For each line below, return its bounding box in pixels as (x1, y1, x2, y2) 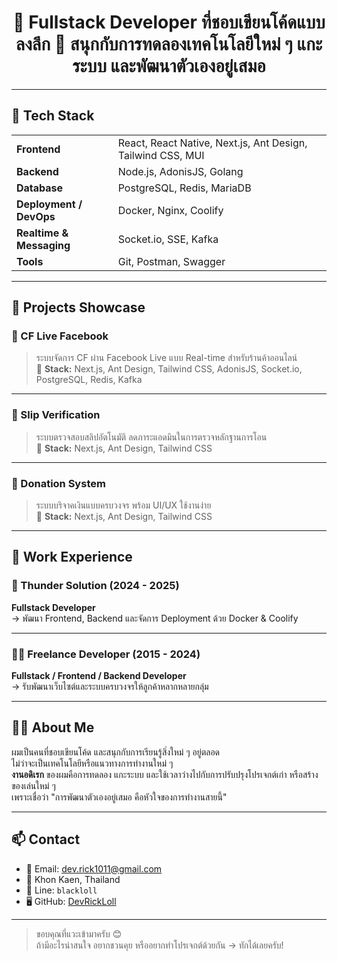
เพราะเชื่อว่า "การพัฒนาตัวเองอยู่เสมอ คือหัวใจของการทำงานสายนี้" (11, 791, 228, 803)
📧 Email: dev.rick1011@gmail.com (25, 862, 163, 875)
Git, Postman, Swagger (117, 254, 226, 268)
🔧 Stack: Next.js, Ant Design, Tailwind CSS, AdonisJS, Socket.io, (35, 363, 303, 375)
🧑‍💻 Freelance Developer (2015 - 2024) (11, 647, 201, 661)
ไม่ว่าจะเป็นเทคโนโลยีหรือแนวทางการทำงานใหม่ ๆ (11, 757, 174, 769)
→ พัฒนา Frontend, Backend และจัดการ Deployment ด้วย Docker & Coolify (11, 612, 299, 624)
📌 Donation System (11, 476, 106, 490)
